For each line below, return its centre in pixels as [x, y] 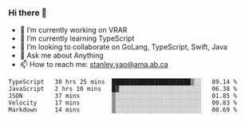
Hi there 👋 [28, 13]
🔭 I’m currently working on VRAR [73, 30]
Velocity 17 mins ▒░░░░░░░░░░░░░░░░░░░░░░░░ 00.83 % [123, 103]
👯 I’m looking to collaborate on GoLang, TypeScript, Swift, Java [123, 47]
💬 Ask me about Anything [61, 56]
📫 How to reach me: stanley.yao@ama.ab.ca [94, 65]
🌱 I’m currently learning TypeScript [77, 38]
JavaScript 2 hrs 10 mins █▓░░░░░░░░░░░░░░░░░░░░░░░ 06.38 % [123, 89]
